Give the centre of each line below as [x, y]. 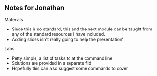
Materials [14, 19]
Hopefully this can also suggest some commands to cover [70, 68]
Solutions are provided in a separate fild [52, 63]
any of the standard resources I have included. [58, 34]
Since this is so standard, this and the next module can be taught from [82, 29]
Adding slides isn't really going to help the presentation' [67, 39]
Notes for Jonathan [35, 8]
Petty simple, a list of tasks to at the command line [62, 58]
